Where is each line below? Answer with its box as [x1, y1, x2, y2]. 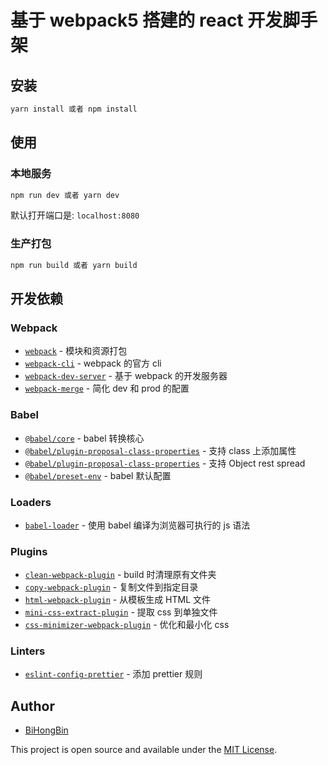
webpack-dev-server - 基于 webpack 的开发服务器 [24, 370, 228, 382]
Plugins [10, 544, 48, 558]
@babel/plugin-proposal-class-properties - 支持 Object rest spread [24, 457, 306, 469]
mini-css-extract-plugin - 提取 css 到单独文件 [24, 606, 218, 618]
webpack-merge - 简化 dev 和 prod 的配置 [24, 382, 190, 395]
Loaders [10, 495, 52, 509]
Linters [10, 644, 46, 658]
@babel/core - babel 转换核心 [24, 432, 145, 444]
